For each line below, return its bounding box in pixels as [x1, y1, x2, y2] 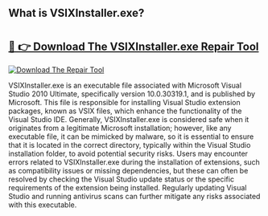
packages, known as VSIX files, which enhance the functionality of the [8, 106, 242, 116]
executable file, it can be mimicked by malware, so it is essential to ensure [8, 132, 254, 141]
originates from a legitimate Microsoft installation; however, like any [8, 124, 232, 132]
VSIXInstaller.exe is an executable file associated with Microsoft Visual [8, 80, 242, 90]
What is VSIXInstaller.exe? [8, 6, 145, 20]
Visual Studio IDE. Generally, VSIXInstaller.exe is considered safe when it [8, 115, 249, 124]
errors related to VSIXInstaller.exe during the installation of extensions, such [8, 157, 260, 167]
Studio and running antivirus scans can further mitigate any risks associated [8, 192, 261, 201]
